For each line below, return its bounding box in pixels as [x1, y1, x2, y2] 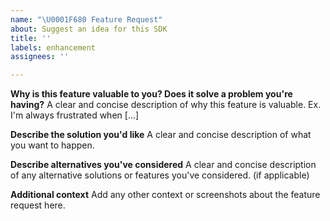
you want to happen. [10, 139, 95, 151]
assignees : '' [10, 52, 70, 62]
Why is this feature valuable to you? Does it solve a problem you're [10, 88, 293, 100]
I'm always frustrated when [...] [10, 109, 140, 121]
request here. [10, 199, 66, 211]
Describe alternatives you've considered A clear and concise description [10, 159, 317, 171]
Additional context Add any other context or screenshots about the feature [10, 189, 321, 201]
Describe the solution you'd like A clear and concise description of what [10, 129, 312, 141]
